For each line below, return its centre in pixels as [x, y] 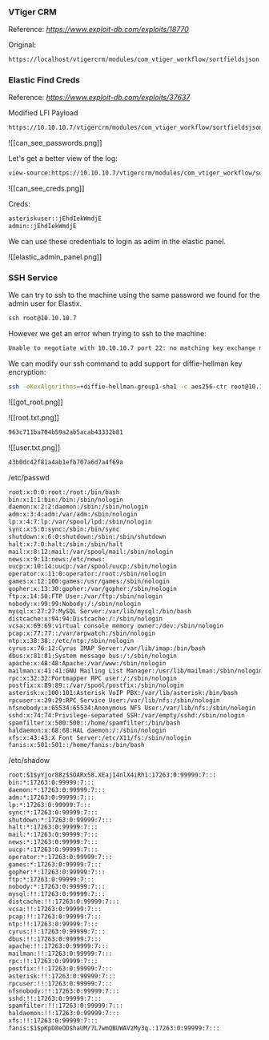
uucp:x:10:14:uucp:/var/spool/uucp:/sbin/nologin [93, 567]
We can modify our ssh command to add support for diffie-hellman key [125, 363]
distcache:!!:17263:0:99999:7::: [64, 902]
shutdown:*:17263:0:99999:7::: [60, 820]
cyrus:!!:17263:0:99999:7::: [57, 931]
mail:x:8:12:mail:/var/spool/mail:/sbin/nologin [91, 552]
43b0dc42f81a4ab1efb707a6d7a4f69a [66, 462]
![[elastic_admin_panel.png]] [55, 257]
